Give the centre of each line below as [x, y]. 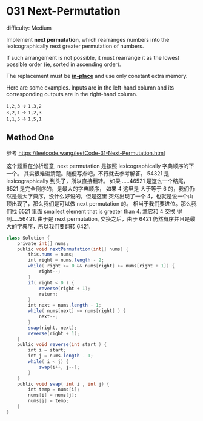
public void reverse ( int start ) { [62, 345]
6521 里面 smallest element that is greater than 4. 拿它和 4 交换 [97, 211]
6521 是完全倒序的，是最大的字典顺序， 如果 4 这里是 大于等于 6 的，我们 [98, 188]
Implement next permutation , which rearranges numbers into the [88, 39]
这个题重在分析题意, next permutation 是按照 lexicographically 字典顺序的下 [100, 166]
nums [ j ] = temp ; [48, 401]
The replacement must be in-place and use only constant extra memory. [97, 76]
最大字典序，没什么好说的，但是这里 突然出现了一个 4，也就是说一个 [102, 196]
